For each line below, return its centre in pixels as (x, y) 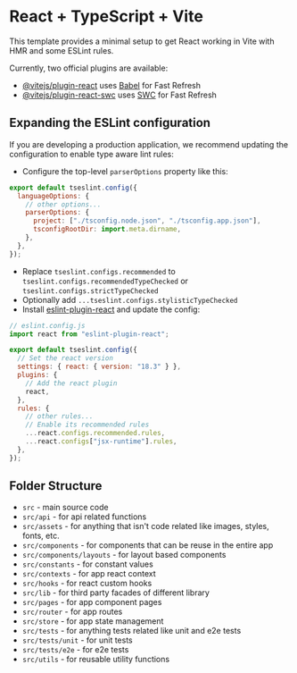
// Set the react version (66, 358)
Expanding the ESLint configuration (110, 123)
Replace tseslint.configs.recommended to (99, 271)
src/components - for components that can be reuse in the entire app (148, 545)
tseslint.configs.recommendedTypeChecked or (105, 281)
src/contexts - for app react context (89, 574)
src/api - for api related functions (84, 517)
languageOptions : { (54, 196)
